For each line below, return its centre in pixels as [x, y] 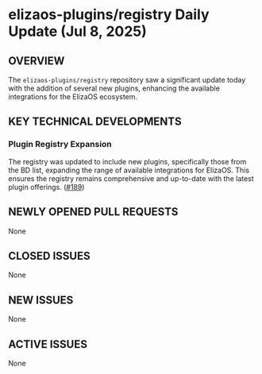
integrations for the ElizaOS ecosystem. [73, 96]
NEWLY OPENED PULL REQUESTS [93, 212]
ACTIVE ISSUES [48, 344]
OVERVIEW [37, 61]
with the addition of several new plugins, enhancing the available [114, 88]
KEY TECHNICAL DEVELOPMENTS [95, 122]
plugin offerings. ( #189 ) [46, 187]
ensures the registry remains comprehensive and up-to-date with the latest [131, 178]
